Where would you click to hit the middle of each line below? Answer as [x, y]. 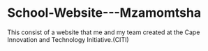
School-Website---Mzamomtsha [104, 13]
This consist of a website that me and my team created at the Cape [104, 32]
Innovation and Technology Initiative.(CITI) [68, 39]
